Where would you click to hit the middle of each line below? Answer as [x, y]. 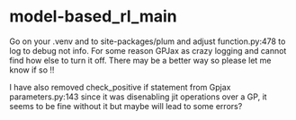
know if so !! [32, 70]
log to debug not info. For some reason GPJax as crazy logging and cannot [148, 50]
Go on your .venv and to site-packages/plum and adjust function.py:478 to [148, 41]
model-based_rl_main [93, 17]
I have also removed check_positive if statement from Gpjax [120, 87]
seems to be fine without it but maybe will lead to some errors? [126, 106]
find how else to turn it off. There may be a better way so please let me [140, 60]
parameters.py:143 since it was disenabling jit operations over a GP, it [138, 97]
